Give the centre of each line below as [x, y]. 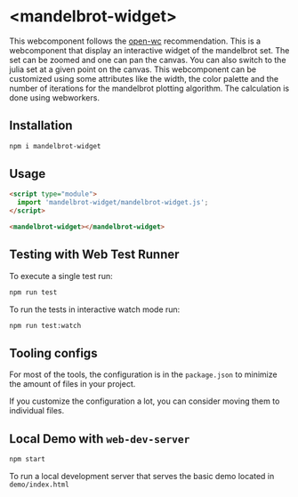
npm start [28, 460]
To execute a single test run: [61, 276]
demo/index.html [39, 485]
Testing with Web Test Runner [94, 255]
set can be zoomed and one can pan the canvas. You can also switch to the [148, 60]
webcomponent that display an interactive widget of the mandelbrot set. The [149, 50]
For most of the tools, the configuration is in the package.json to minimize [143, 374]
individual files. [37, 411]
